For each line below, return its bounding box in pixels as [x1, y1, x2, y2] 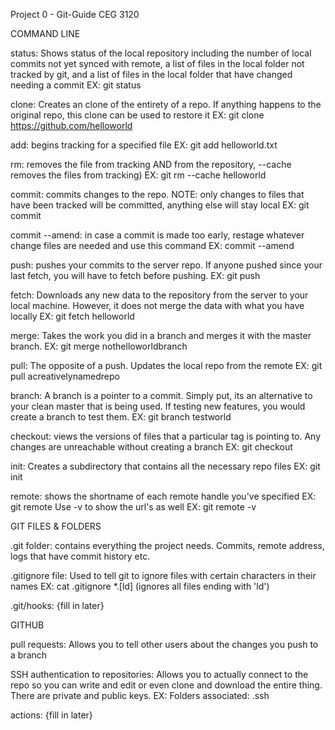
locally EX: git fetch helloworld [10, 310, 135, 322]
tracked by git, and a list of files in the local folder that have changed [10, 69, 293, 80]
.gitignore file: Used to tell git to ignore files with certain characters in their [10, 570, 317, 581]
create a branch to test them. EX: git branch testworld [10, 411, 232, 423]
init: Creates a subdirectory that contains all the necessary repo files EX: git [10, 460, 321, 472]
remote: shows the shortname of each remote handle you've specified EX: [10, 490, 317, 502]
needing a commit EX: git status [10, 79, 142, 91]
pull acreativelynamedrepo [10, 370, 120, 382]
